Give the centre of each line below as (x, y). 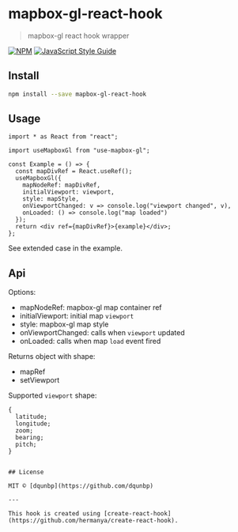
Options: (22, 292)
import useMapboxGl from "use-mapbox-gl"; (79, 151)
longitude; (33, 424)
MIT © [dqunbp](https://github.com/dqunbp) (81, 486)
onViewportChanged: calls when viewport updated (102, 333)
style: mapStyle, (51, 199)
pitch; (26, 445)
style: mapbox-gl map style (64, 324)
